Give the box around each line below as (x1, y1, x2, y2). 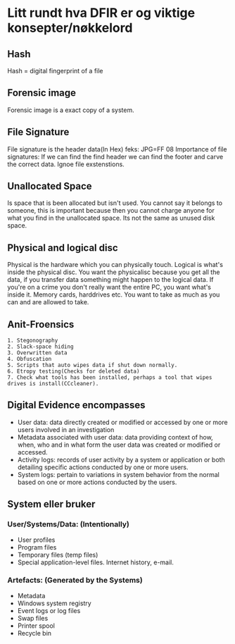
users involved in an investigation (17, 425, 115, 434)
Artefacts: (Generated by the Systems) (7, 576, 143, 586)
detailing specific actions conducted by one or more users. (17, 463, 189, 471)
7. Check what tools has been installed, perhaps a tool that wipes (7, 374, 212, 381)
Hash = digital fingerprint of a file (7, 67, 103, 75)
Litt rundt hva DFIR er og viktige (7, 5, 196, 21)
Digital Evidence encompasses (7, 400, 146, 411)
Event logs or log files (17, 606, 81, 614)
